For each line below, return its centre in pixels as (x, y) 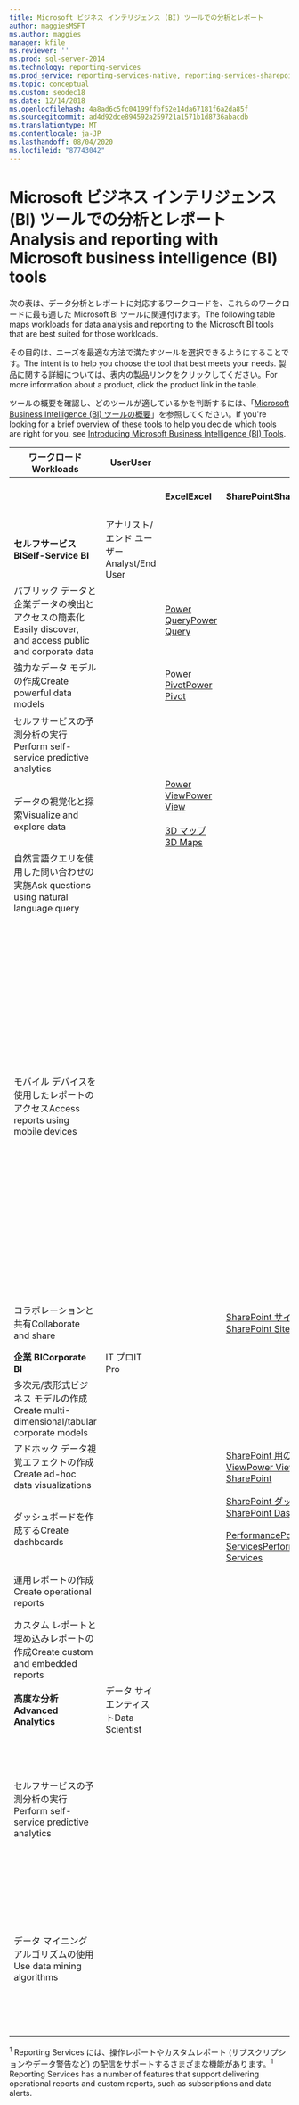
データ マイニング (51, 1941)
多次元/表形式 (42, 1385)
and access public (52, 640)
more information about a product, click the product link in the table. (134, 384)
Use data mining (48, 1967)
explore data (40, 827)
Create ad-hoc (45, 1474)
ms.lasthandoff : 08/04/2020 (61, 142)
